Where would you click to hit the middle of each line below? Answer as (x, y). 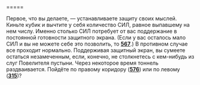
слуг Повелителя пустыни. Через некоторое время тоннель (82, 63)
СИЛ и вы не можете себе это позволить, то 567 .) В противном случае (97, 44)
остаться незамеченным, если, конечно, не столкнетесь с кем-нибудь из (100, 57)
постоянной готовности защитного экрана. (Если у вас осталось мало (96, 37)
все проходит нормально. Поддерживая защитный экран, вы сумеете (96, 50)
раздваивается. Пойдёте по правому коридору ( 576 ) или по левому (93, 69)
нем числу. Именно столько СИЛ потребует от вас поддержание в (92, 31)
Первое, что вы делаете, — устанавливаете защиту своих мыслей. (92, 18)
